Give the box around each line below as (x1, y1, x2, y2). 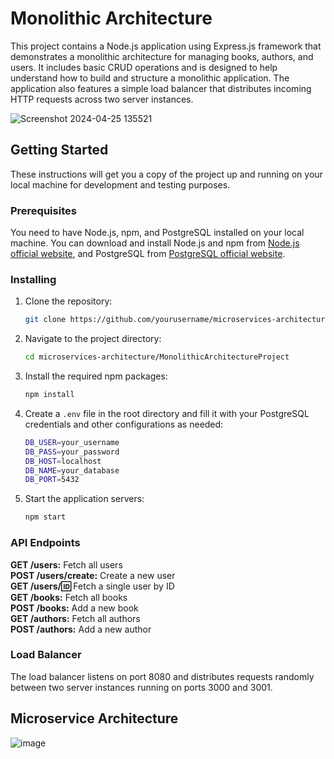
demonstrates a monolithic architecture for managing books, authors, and (10, 50, 314, 62)
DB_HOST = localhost (24, 456, 102, 466)
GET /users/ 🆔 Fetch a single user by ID (10, 580, 175, 592)
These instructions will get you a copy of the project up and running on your (10, 168, 323, 180)
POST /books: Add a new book (10, 602, 139, 614)
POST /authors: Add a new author (10, 623, 152, 635)
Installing (10, 272, 57, 286)
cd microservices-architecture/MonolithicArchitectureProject (24, 352, 290, 362)
